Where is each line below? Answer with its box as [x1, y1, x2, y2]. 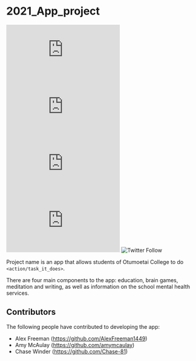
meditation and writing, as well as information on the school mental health [6, 283, 191, 290]
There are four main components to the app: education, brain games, [6, 276, 178, 283]
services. [6, 289, 29, 297]
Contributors [6, 307, 56, 317]
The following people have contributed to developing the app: [6, 323, 160, 330]
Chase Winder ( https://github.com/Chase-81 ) [15, 348, 128, 355]
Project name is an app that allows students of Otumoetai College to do [6, 258, 184, 265]
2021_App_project [6, 4, 100, 18]
